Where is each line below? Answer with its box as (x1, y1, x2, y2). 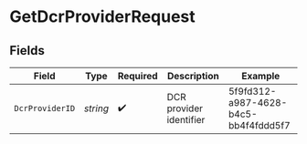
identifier (166, 114, 206, 126)
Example (241, 70, 281, 82)
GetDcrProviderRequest (9, 6, 196, 27)
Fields (9, 43, 46, 58)
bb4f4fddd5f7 (228, 119, 291, 131)
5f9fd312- (228, 85, 277, 98)
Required (117, 70, 158, 82)
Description (167, 70, 219, 82)
